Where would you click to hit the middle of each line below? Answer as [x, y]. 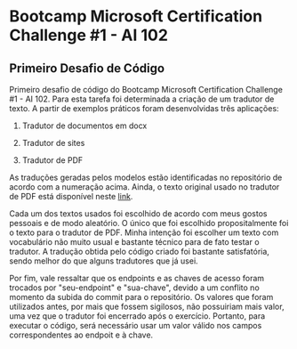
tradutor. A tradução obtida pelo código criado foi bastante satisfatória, [139, 252]
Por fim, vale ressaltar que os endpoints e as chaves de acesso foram [137, 278]
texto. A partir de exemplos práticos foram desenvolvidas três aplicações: [144, 108]
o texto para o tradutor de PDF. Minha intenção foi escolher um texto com [144, 232]
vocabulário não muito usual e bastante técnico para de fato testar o [134, 242]
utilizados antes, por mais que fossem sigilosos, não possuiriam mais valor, [147, 306]
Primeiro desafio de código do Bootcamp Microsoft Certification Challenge [146, 89]
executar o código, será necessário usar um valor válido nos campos [136, 325]
